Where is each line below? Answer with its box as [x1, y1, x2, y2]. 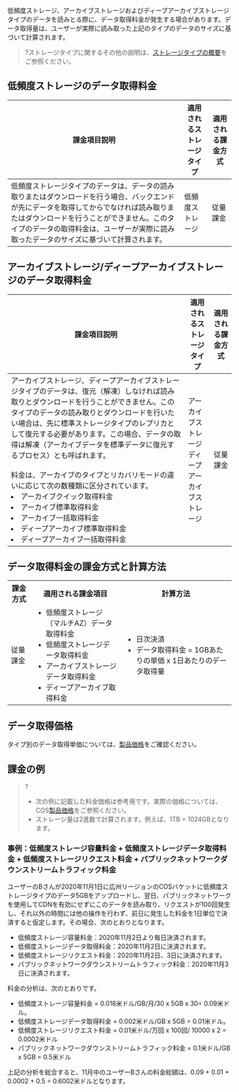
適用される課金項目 [43, 589, 108, 599]
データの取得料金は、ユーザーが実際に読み [32, 223, 175, 233]
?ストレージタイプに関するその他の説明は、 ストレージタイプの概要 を [24, 49, 228, 56]
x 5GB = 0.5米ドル [17, 1053, 72, 1061]
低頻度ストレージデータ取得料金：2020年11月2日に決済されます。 [17, 942, 210, 951]
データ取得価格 [7, 719, 73, 732]
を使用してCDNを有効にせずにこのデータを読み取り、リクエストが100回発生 [7, 900, 230, 909]
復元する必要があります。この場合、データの [24, 429, 174, 439]
